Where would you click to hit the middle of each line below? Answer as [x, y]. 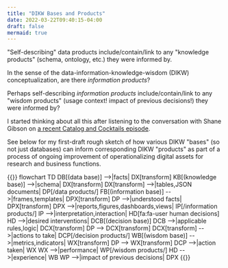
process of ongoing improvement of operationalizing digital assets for [105, 157]
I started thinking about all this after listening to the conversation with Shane [114, 122]
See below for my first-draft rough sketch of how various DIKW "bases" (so [114, 142]
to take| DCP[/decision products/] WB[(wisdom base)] [112, 236]
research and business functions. [54, 164]
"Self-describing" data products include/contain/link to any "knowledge [108, 52]
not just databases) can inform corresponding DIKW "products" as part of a [114, 149]
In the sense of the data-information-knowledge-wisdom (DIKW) [98, 73]
